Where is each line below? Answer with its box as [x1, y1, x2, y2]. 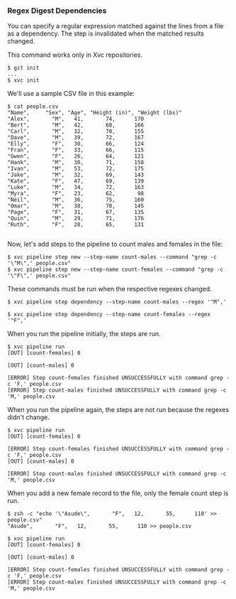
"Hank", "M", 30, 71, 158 [7, 159, 144, 166]
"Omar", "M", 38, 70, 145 [7, 203, 144, 210]
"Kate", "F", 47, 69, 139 [7, 178, 144, 185]
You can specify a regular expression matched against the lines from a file [7, 22, 224, 31]
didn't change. [7, 413, 50, 421]
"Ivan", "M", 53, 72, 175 [7, 166, 144, 173]
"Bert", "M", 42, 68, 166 [7, 122, 144, 129]
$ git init [7, 65, 40, 72]
